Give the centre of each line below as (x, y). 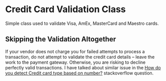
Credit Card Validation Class (66, 9)
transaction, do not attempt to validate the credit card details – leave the (80, 57)
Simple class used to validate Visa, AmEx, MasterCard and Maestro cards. (82, 23)
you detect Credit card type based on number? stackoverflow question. (79, 73)
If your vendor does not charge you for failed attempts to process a (75, 51)
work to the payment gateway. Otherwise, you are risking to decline (75, 62)
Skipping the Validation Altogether (61, 39)
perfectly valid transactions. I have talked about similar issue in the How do (83, 67)
